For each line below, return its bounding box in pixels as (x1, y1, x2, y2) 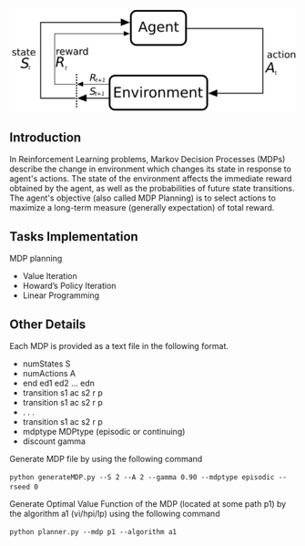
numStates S (22, 358, 71, 369)
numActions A (22, 368, 76, 379)
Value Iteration (22, 271, 77, 282)
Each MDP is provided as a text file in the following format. (9, 341, 229, 352)
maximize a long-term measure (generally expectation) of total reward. (9, 202, 275, 213)
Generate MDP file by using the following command (9, 454, 203, 465)
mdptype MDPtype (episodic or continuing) (22, 427, 186, 438)
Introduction (9, 129, 82, 145)
